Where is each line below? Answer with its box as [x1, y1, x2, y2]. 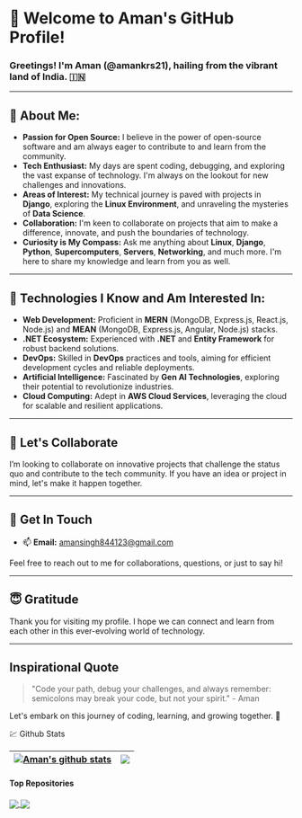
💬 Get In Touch [9, 512, 93, 528]
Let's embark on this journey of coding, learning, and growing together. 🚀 [9, 710, 281, 722]
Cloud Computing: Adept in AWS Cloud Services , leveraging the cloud [22, 391, 288, 402]
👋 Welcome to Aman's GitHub [9, 8, 235, 29]
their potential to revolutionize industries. [22, 381, 174, 392]
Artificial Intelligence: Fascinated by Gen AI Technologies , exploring [22, 372, 280, 383]
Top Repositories [9, 778, 75, 788]
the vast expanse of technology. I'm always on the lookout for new [22, 170, 269, 181]
